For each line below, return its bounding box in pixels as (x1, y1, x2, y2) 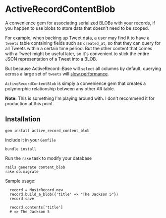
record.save (9, 196, 35, 201)
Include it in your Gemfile (5, 137, 56, 143)
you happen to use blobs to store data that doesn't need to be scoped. (5, 25, 150, 31)
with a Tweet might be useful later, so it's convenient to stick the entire (5, 51, 150, 57)
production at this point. (5, 100, 54, 106)
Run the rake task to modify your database (5, 155, 92, 161)
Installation (5, 115, 41, 124)
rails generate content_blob (5, 165, 65, 170)
